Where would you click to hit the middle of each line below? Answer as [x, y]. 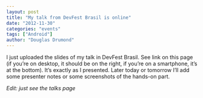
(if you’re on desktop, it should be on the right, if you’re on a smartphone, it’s [102, 64]
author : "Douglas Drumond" [40, 40]
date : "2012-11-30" [31, 23]
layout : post [23, 12]
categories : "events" [34, 29]
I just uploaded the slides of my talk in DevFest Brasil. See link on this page [100, 57]
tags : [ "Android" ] [29, 34]
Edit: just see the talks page [41, 88]
